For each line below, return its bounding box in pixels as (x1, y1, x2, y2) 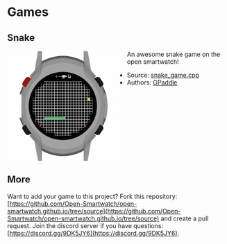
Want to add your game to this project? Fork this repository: (7, 192, 178, 200)
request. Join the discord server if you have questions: (7, 221, 164, 229)
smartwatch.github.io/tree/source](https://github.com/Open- (7, 207, 181, 215)
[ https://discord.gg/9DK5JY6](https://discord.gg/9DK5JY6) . (7, 229, 180, 237)
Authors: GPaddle (127, 78, 178, 87)
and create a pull (160, 214, 209, 223)
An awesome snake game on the (127, 50, 221, 58)
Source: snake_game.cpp (127, 71, 200, 79)
